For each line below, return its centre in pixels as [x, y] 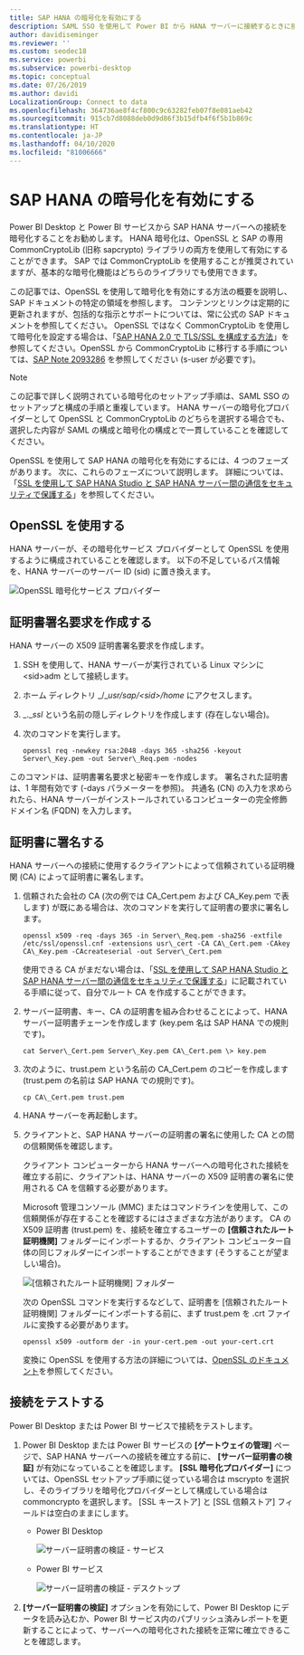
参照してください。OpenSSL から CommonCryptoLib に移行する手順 [137, 347]
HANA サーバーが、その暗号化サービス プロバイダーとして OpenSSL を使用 [149, 549]
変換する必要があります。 [86, 1325]
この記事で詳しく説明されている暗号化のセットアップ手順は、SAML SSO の [150, 395]
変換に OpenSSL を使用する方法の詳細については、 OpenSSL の [140, 1360]
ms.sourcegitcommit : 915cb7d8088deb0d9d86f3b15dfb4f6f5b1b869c [131, 119]
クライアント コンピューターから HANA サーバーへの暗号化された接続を [156, 1165]
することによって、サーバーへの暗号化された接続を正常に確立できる [157, 1630]
